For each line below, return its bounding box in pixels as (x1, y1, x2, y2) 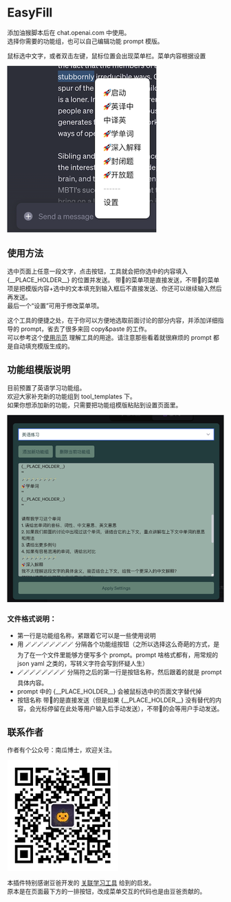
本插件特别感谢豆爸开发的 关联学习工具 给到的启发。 (7, 879, 155, 887)
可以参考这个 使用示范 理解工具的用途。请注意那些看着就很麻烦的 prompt (7, 333, 212, 341)
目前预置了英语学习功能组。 (7, 383, 86, 391)
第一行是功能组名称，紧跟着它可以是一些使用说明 (16, 631, 156, 639)
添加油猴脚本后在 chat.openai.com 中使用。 (7, 28, 131, 36)
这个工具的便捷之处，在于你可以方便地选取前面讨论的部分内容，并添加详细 (7, 316, 218, 324)
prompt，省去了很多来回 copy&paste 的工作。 (20, 325, 151, 333)
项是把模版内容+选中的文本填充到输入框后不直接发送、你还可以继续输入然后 (7, 284, 222, 292)
